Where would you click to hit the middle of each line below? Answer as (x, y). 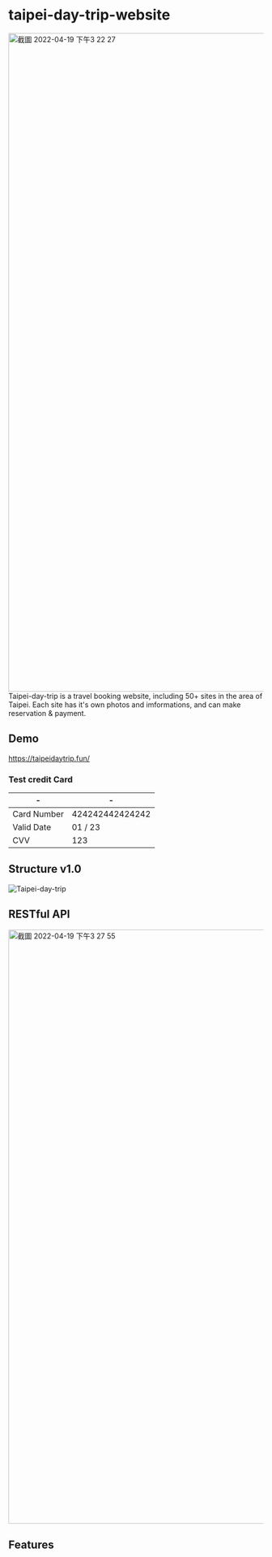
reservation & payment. (47, 713)
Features (31, 1545)
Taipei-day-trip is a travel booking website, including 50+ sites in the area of (136, 696)
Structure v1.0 (45, 869)
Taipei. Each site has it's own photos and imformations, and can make (125, 705)
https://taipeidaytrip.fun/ (49, 758)
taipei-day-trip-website (89, 15)
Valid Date (32, 827)
